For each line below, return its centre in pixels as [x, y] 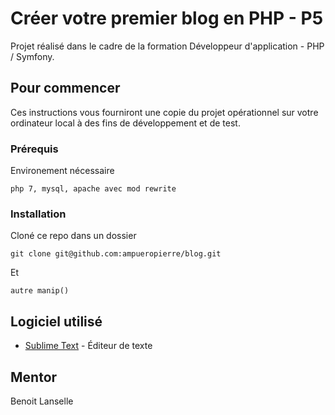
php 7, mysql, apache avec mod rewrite [93, 189]
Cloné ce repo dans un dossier [73, 236]
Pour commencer [65, 88]
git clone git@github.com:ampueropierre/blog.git [116, 254]
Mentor [34, 377]
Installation [38, 214]
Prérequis [34, 149]
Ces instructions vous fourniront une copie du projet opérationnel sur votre [164, 112]
